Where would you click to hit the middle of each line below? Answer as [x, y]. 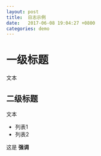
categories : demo [28, 28]
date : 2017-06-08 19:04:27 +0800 [51, 23]
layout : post [23, 12]
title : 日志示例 [26, 17]
